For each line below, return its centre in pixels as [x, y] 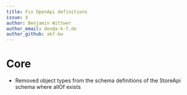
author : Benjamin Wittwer [39, 23]
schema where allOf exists [48, 87]
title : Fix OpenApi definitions [47, 12]
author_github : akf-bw [35, 34]
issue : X [17, 17]
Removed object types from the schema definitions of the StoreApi [98, 81]
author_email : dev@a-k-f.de [42, 29]
